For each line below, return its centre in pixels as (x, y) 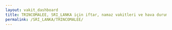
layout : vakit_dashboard (32, 10)
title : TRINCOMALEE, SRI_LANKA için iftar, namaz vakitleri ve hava (80, 15)
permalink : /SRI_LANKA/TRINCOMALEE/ (44, 19)
